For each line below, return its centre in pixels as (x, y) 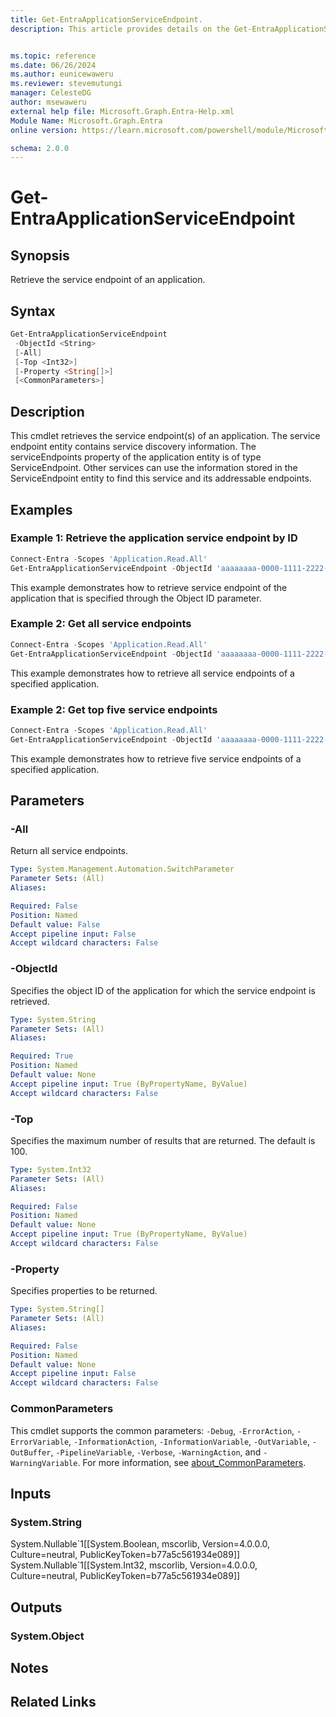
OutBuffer (31, 1452)
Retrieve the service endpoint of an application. (108, 280)
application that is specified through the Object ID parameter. (136, 598)
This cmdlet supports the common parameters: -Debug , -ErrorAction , (152, 1430)
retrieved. (30, 1001)
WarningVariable (44, 1463)
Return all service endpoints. (69, 851)
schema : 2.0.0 (40, 148)
